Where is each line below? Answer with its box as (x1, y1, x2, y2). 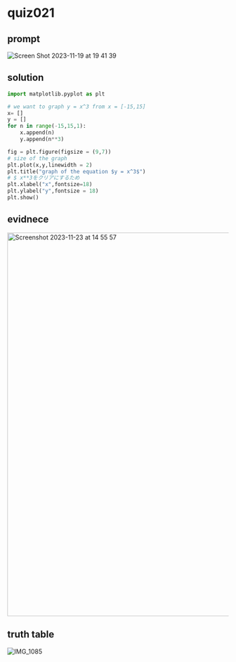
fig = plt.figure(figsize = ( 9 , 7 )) (7, 148, 112, 155)
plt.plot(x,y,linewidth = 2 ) (7, 161, 93, 168)
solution (7, 72, 44, 84)
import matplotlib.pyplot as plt (7, 90, 105, 98)
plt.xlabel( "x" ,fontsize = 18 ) (7, 181, 93, 188)
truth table (7, 628, 55, 640)
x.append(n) (20, 129, 55, 136)
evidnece (7, 213, 49, 225)
